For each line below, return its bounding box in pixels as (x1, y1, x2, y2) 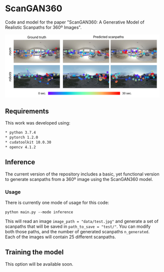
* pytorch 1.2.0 (5, 135, 38, 140)
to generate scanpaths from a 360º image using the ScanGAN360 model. (5, 176, 153, 182)
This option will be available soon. (5, 261, 73, 267)
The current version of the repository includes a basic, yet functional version (5, 171, 160, 177)
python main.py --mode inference (5, 210, 73, 215)
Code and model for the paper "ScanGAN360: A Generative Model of (5, 19, 144, 25)
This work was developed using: (5, 120, 70, 125)
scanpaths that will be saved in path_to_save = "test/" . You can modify (5, 223, 151, 229)
